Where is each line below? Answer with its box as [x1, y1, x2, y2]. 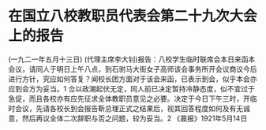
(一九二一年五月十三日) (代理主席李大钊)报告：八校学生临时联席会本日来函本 [8, 54, 256, 64]
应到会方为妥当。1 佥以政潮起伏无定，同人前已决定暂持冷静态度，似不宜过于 [8, 84, 255, 93]
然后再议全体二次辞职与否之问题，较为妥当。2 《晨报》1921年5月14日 [21, 113, 248, 123]
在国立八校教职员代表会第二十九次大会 [8, 7, 258, 25]
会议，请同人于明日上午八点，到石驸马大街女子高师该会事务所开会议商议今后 [8, 64, 257, 73]
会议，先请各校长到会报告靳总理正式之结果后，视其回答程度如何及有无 [14, 103, 243, 113]
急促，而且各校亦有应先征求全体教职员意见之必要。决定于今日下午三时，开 [8, 94, 250, 103]
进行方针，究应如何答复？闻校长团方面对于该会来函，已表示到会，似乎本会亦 [8, 74, 257, 84]
